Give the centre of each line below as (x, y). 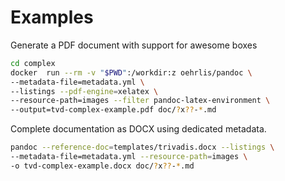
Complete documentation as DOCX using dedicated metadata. (138, 129)
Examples (52, 17)
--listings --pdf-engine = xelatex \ (84, 91)
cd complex (33, 63)
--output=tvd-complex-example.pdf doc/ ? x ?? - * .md (113, 110)
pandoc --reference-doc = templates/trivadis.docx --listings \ (142, 147)
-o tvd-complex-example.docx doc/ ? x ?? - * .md (102, 166)
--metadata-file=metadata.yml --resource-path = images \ (129, 157)
